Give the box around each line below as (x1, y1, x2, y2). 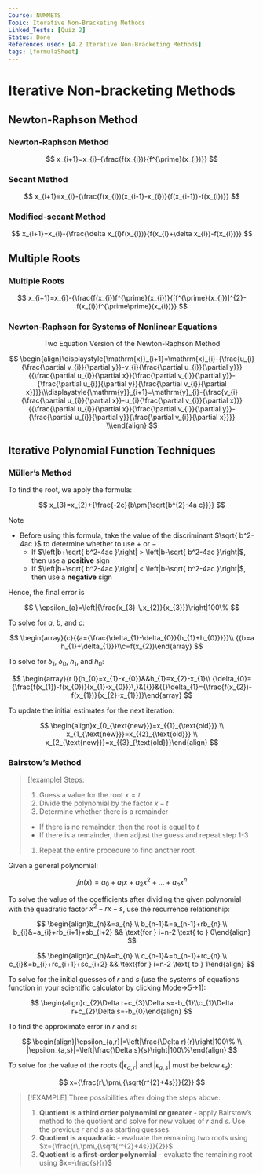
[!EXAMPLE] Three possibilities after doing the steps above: (27, 1093, 221, 1103)
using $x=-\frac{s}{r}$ (38, 1159, 112, 1168)
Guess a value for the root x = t (38, 790, 141, 800)
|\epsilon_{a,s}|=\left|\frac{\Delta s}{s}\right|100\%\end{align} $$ (26, 1045, 238, 1055)
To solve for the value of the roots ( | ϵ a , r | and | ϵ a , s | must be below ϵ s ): (8, 1060, 233, 1072)
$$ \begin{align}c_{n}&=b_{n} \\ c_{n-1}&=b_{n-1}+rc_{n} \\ (36, 951, 228, 961)
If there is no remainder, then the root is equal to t (38, 822, 199, 832)
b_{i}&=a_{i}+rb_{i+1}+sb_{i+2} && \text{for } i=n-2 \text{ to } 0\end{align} (13, 928, 251, 937)
